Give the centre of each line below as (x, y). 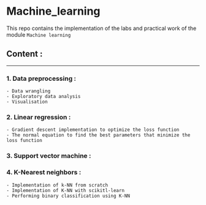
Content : (25, 54)
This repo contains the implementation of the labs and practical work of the (101, 28)
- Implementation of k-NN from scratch (57, 185)
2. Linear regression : (39, 117)
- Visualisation (27, 102)
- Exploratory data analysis (44, 97)
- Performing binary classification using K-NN (68, 196)
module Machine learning (39, 34)
